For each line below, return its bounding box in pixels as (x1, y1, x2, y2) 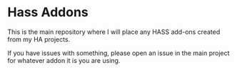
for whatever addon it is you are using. (7, 56, 121, 64)
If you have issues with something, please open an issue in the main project (7, 49, 230, 57)
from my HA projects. (7, 35, 71, 43)
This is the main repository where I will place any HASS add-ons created (7, 28, 221, 36)
